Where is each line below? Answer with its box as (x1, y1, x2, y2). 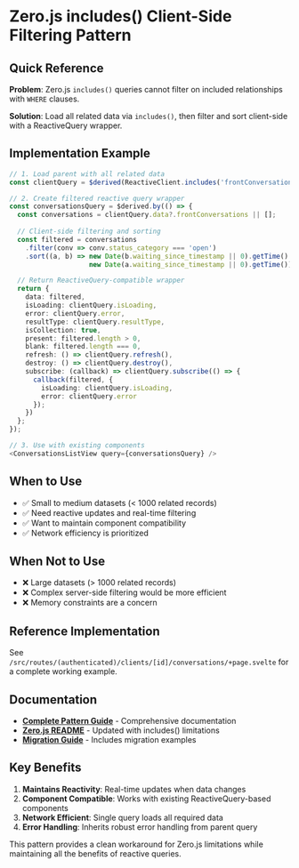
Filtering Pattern (9, 25, 132, 45)
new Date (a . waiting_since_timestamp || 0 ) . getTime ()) (88, 260, 293, 269)
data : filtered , (25, 293, 86, 301)
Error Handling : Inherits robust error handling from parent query (21, 821, 258, 832)
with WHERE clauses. (9, 93, 80, 104)
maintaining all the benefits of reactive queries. (9, 848, 182, 859)
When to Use (9, 474, 83, 489)
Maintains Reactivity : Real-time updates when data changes (21, 784, 246, 794)
